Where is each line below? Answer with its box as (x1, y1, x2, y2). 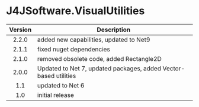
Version (9, 25, 32, 34)
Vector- (162, 64, 185, 72)
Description (97, 25, 131, 34)
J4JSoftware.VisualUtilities (6, 4, 145, 18)
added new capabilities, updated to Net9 (37, 35, 150, 44)
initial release (37, 90, 74, 99)
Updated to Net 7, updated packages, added (37, 64, 162, 72)
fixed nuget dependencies (37, 45, 111, 53)
